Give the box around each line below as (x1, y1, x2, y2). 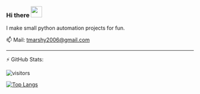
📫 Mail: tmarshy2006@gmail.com (6, 36, 90, 44)
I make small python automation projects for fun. (6, 24, 125, 32)
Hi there (6, 11, 30, 19)
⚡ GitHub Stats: (6, 56, 44, 63)
